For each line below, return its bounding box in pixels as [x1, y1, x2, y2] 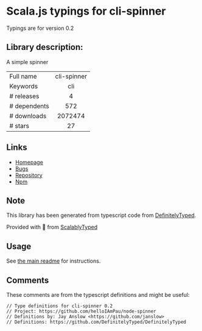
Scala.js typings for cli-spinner [6, 4, 166, 18]
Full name [9, 72, 38, 80]
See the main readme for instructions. [6, 257, 101, 265]
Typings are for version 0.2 [6, 24, 74, 32]
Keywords [9, 82, 38, 90]
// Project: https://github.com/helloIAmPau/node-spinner [6, 308, 156, 315]
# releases [9, 91, 40, 100]
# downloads [9, 112, 47, 120]
